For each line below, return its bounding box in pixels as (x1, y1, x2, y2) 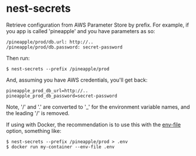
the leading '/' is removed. (6, 109, 70, 116)
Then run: (6, 54, 30, 61)
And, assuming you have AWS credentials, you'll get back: (6, 76, 148, 83)
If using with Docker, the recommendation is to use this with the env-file (6, 121, 181, 128)
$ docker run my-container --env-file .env (6, 144, 115, 149)
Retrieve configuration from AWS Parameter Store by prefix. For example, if (6, 21, 189, 28)
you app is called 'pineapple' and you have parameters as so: (6, 27, 155, 34)
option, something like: (6, 127, 62, 134)
